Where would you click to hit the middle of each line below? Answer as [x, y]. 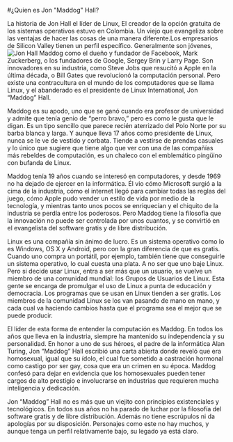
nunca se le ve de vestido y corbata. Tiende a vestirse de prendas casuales [115, 141]
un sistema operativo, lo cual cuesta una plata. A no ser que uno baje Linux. [116, 263]
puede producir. [30, 315]
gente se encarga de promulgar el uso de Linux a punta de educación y [110, 286]
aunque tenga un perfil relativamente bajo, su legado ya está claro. [103, 431]
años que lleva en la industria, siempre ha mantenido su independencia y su [116, 336]
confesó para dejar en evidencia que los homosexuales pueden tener [106, 373]
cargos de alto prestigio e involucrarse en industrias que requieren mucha [113, 381]
